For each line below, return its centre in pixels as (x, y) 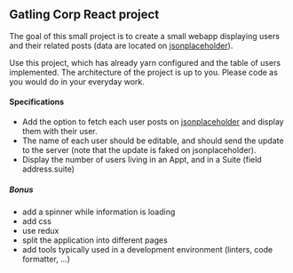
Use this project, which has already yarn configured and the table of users (145, 62)
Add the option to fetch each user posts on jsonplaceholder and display (153, 122)
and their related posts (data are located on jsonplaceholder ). (121, 45)
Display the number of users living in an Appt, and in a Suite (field (142, 160)
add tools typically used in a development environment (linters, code (147, 249)
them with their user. (59, 132)
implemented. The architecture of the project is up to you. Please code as (143, 72)
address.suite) (48, 169)
